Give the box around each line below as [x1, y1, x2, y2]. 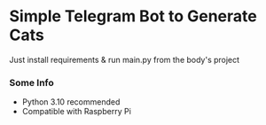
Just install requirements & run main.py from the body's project [9, 54, 240, 65]
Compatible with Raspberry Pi [21, 106, 131, 117]
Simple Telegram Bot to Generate [9, 6, 257, 27]
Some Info [9, 76, 55, 89]
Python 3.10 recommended [21, 97, 121, 107]
